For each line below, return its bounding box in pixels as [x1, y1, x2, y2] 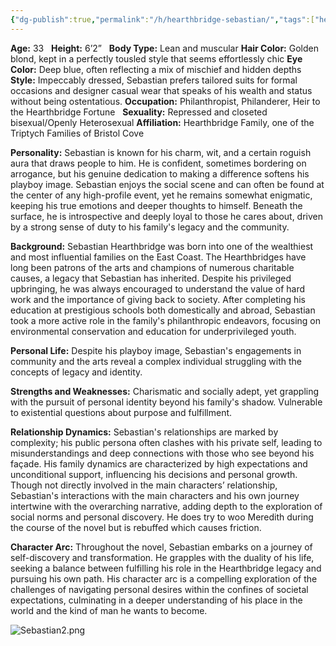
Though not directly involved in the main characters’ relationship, [10, 479, 278, 491]
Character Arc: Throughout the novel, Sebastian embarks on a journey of [10, 541, 313, 553]
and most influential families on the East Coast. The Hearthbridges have [10, 251, 307, 263]
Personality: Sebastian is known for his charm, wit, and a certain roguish [10, 146, 312, 158]
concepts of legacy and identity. [10, 366, 143, 378]
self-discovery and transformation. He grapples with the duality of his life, [10, 551, 315, 563]
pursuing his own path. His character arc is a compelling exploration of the [10, 572, 318, 585]
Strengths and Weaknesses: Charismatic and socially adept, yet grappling [10, 385, 320, 397]
